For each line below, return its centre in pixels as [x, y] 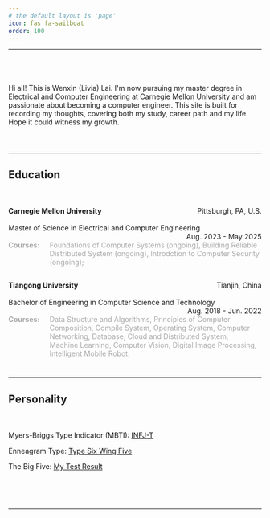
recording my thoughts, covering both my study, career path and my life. [128, 114]
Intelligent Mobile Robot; [90, 353]
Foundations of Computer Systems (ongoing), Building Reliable [153, 245]
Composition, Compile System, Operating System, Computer [150, 328]
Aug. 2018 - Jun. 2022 [225, 311]
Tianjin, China [239, 285]
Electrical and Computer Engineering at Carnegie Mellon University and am [133, 96]
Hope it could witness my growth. [64, 122]
